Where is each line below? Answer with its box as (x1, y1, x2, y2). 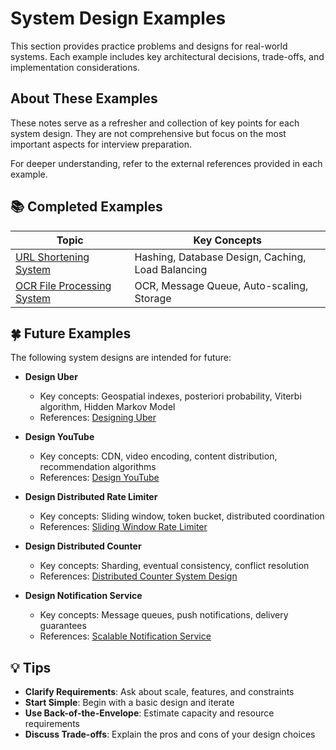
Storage (134, 291, 172, 305)
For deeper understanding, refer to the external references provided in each (10, 157, 323, 169)
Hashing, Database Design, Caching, (134, 250, 307, 264)
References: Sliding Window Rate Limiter (39, 521, 208, 533)
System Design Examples (10, 7, 227, 30)
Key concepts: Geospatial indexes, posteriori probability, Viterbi (39, 390, 302, 402)
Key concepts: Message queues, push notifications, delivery (39, 609, 289, 621)
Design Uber (24, 371, 78, 383)
